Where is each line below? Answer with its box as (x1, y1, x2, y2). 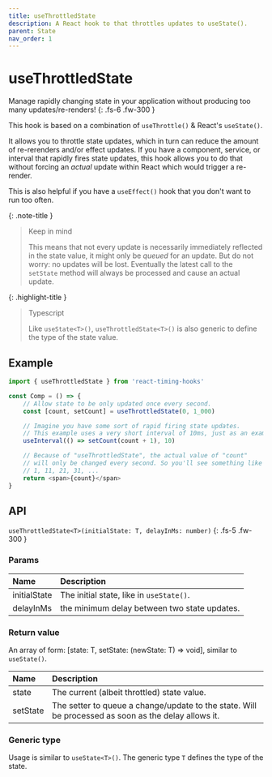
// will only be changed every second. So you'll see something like (23, 459, 263, 467)
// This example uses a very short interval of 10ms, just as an (23, 429, 249, 438)
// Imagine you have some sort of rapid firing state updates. (23, 422, 241, 430)
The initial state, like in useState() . (60, 589, 190, 600)
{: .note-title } (8, 211, 53, 221)
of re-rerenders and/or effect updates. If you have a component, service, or (8, 145, 261, 155)
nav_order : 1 (8, 34, 53, 43)
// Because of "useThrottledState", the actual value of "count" (23, 452, 249, 460)
